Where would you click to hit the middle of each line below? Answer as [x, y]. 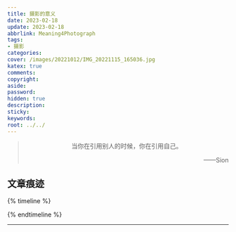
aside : [17, 86]
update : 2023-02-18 [36, 27]
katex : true [25, 66]
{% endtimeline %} [35, 214]
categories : [25, 53]
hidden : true [26, 99]
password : [22, 92]
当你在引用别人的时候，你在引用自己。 [127, 146]
